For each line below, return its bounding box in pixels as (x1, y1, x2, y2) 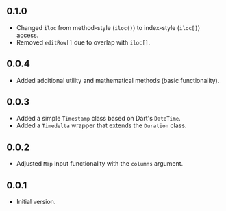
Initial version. (16, 198, 56, 206)
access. (16, 31, 39, 39)
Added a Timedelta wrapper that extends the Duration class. (16, 121, 187, 129)
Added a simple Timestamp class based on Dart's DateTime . (16, 114, 181, 123)
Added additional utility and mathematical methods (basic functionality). (16, 76, 220, 84)
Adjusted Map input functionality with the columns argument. (16, 160, 184, 168)
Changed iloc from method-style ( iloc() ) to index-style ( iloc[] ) (16, 23, 201, 32)
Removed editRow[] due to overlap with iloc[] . (16, 38, 151, 47)
